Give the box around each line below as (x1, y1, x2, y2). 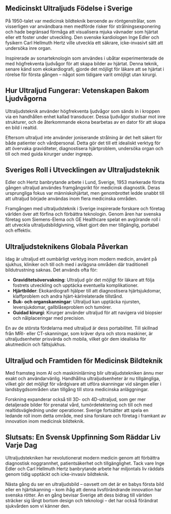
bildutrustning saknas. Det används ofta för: (5, 267, 98, 273)
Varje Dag (5, 441, 37, 450)
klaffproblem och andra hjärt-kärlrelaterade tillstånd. (12, 293, 123, 300)
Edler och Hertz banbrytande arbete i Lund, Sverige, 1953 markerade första (5, 179, 165, 186)
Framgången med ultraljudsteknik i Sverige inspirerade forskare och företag (5, 206, 165, 212)
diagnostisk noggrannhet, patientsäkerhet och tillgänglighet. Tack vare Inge (5, 460, 165, 466)
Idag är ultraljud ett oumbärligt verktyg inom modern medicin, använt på (5, 256, 157, 262)
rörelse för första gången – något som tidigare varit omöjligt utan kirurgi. (5, 71, 157, 78)
